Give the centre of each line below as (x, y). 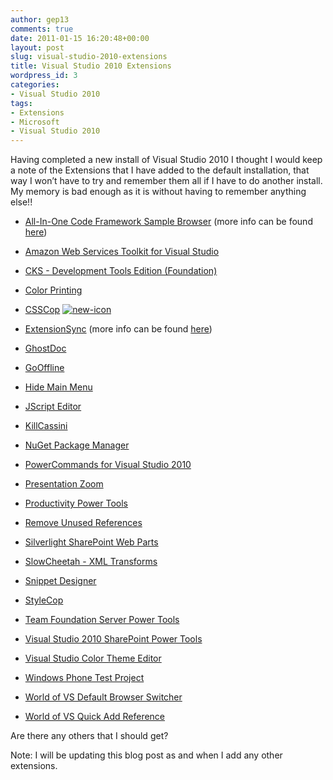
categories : (35, 85)
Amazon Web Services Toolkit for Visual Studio (122, 252)
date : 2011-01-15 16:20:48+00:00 (80, 38)
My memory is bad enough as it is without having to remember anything (158, 192)
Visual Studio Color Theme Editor (93, 658)
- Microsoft (35, 122)
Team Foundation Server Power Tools (102, 620)
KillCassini (46, 426)
